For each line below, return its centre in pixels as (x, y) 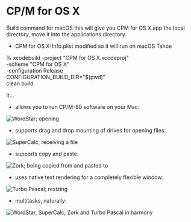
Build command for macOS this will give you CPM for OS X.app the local (95, 28)
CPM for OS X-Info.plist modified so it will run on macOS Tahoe (93, 46)
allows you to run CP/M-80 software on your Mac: (77, 106)
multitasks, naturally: (41, 200)
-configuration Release (35, 70)
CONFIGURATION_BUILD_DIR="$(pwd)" (56, 77)
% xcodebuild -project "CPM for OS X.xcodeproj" (68, 57)
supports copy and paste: (47, 154)
